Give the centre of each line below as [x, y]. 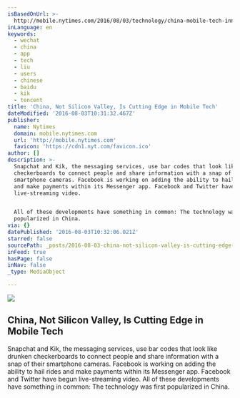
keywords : [22, 34]
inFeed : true [27, 252]
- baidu [25, 87]
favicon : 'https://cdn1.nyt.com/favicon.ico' [83, 147]
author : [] [24, 153]
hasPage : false [30, 259]
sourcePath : [25, 245]
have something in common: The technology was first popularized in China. [119, 387]
